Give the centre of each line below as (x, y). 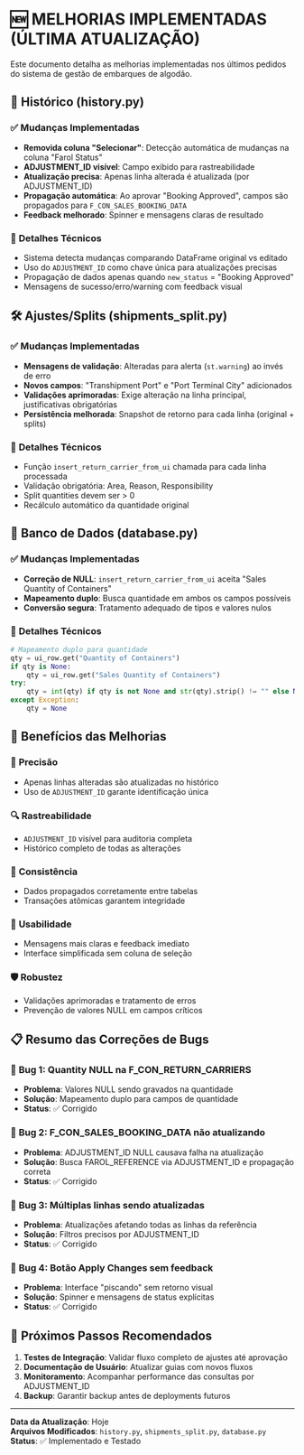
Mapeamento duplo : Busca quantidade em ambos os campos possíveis (157, 598)
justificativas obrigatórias (70, 404)
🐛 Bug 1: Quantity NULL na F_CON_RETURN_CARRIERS (131, 1070)
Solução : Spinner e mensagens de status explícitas (119, 1297)
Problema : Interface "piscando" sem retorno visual (118, 1288)
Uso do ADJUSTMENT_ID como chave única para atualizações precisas (150, 267)
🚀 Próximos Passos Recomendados (111, 1335)
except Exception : (45, 700)
